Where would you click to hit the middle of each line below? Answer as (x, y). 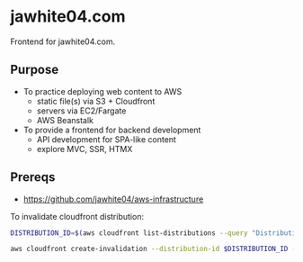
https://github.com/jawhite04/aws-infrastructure (113, 199)
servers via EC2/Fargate (81, 111)
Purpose (35, 70)
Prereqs (33, 177)
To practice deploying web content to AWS (102, 91)
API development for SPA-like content (106, 139)
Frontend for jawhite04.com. (63, 41)
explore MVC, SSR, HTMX (85, 149)
